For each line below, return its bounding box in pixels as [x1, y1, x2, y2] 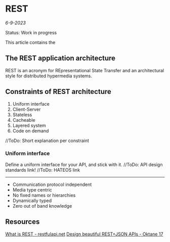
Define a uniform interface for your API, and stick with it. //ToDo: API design [5, 161, 163, 167]
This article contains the [5, 39, 56, 45]
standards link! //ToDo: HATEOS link [5, 167, 80, 173]
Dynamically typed [12, 198, 52, 204]
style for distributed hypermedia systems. [5, 73, 93, 79]
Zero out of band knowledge [12, 203, 72, 209]
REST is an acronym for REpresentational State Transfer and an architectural [5, 67, 164, 73]
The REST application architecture [5, 54, 115, 63]
